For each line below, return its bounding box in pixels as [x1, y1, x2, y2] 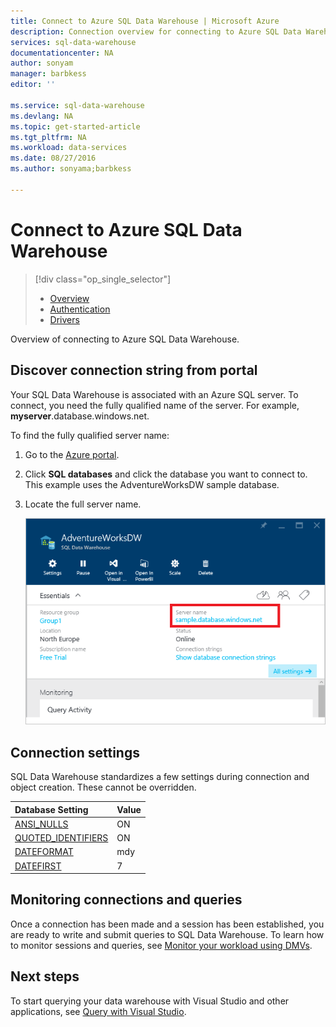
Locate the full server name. [24, 498, 142, 510]
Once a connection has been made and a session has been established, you [10, 918, 325, 930]
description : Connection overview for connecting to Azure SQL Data [10, 26, 302, 37]
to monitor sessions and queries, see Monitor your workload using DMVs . [10, 939, 313, 951]
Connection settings [10, 744, 140, 761]
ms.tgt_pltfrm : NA [10, 132, 87, 142]
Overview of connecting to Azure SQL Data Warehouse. [10, 333, 240, 345]
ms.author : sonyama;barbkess [10, 164, 132, 174]
